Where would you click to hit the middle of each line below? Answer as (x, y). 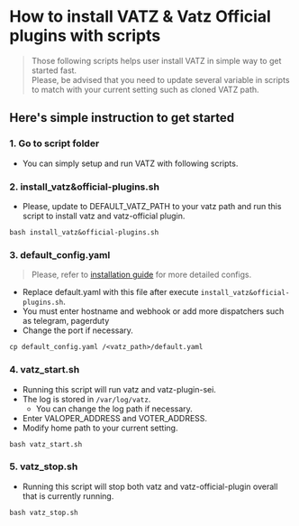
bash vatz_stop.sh (44, 512)
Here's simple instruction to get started (122, 118)
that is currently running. (68, 496)
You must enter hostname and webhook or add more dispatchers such (153, 311)
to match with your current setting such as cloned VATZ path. (145, 89)
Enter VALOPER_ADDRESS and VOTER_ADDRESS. (115, 418)
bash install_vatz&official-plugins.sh (84, 232)
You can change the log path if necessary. (114, 409)
